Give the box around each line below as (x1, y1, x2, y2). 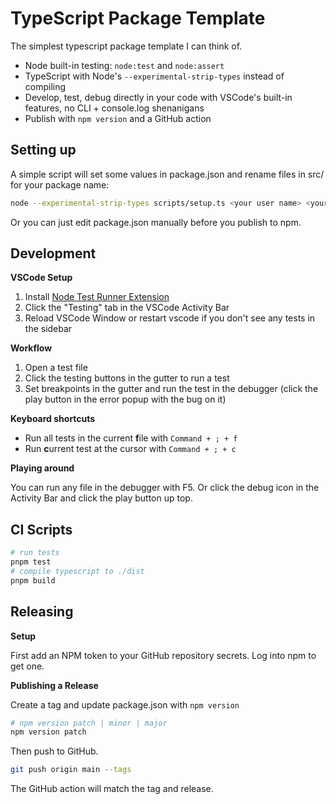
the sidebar (24, 323, 73, 335)
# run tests (10, 548, 60, 558)
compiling (24, 80, 67, 92)
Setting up (10, 142, 77, 159)
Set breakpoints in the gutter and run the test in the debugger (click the (24, 383, 319, 395)
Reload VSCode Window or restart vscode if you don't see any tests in (24, 312, 316, 324)
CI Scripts (10, 521, 73, 538)
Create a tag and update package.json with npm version (10, 698, 240, 711)
